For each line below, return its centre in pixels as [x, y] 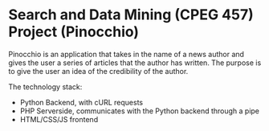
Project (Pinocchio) [73, 32]
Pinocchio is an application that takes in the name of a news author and [126, 54]
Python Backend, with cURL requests [81, 102]
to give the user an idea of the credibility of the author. [98, 71]
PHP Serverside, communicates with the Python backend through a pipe [139, 111]
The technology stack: [45, 87]
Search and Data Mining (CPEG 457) [131, 15]
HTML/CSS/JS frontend [59, 119]
